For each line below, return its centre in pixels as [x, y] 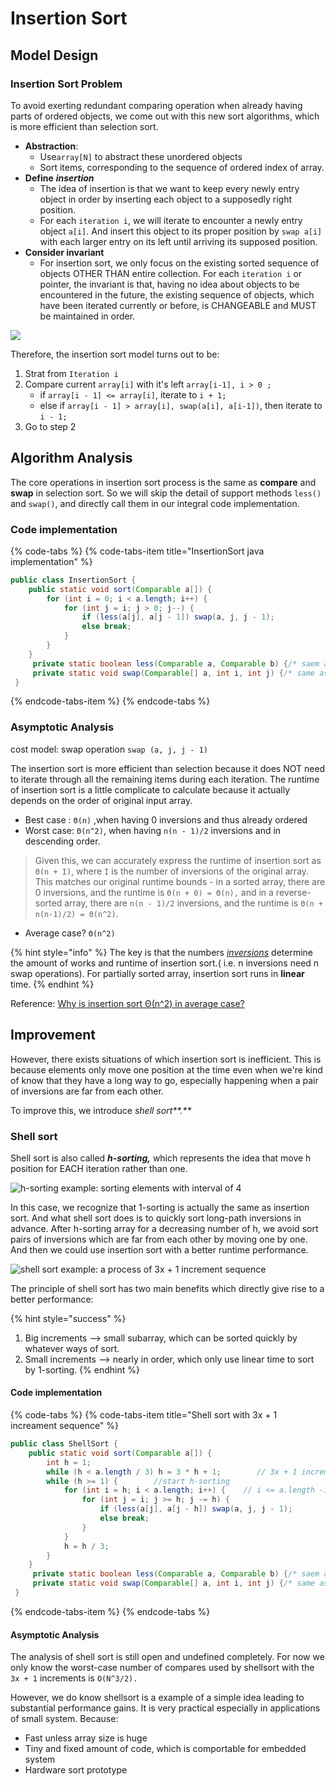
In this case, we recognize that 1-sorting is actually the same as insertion [160, 1207]
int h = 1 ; [69, 1462]
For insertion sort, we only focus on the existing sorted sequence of [179, 263]
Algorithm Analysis [71, 458]
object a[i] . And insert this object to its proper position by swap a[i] [181, 231]
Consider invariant [64, 252]
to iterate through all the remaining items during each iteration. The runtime [165, 779]
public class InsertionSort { [73, 580]
